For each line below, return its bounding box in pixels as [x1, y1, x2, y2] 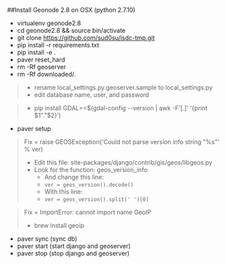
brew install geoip [34, 221, 84, 229]
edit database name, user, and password [34, 91, 149, 99]
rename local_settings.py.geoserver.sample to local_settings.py [34, 84, 213, 91]
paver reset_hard [16, 56, 66, 64]
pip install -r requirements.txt [16, 41, 99, 49]
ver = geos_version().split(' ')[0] [44, 196, 149, 203]
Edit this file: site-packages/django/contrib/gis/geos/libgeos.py [34, 158, 213, 167]
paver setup [16, 125, 51, 132]
